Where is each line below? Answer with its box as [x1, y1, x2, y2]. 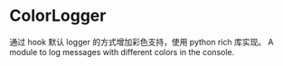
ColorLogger [9, 5, 107, 26]
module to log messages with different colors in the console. [9, 46, 235, 57]
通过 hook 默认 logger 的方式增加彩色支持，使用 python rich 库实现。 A [9, 36, 274, 47]
